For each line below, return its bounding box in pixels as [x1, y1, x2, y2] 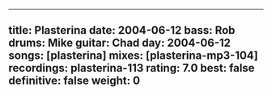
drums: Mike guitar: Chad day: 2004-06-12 [8, 36, 231, 50]
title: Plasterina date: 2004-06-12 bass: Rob [8, 23, 236, 37]
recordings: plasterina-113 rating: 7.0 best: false [8, 61, 255, 75]
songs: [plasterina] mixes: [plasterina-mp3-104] [8, 49, 258, 63]
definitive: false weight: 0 [8, 74, 140, 88]
